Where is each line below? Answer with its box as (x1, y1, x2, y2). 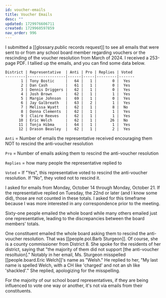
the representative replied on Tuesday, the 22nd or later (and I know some (5, 190, 158, 196)
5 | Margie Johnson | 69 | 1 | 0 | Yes (20, 96, 131, 101)
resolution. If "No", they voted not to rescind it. (5, 175, 101, 181)
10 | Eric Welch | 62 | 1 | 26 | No (18, 118, 128, 123)
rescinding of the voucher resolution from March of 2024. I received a (5, 55, 149, 60)
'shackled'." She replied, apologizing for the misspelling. (5, 268, 121, 274)
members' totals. (5, 221, 40, 227)
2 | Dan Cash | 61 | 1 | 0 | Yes (20, 83, 131, 88)
